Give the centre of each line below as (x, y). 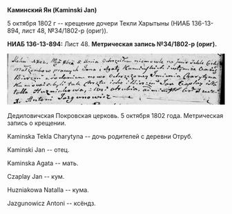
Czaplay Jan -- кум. (36, 177)
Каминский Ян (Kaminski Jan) (52, 10)
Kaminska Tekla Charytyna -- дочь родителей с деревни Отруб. (100, 137)
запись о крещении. (37, 123)
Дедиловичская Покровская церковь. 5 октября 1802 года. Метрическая (115, 116)
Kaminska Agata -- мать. (43, 163)
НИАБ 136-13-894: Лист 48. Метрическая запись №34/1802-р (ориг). (112, 44)
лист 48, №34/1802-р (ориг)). (65, 31)
